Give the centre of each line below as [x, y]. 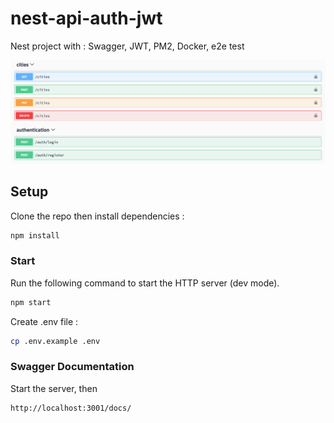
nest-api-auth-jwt [86, 18]
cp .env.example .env [55, 341]
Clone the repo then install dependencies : [97, 216]
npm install [35, 235]
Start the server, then [54, 388]
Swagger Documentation [72, 367]
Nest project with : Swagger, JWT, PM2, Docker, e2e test [127, 46]
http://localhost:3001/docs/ [71, 408]
